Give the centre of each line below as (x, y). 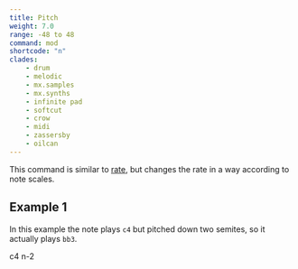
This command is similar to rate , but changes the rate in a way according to (149, 169)
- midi (38, 127)
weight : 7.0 (32, 26)
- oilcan (42, 144)
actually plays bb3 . (43, 238)
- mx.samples (50, 85)
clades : (24, 60)
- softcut (44, 110)
